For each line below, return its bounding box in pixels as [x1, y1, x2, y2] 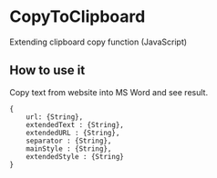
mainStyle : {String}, [26, 143, 112, 153]
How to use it [9, 63, 86, 78]
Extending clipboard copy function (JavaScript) [9, 36, 188, 47]
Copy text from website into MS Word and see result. [9, 86, 208, 97]
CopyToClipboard [9, 6, 146, 27]
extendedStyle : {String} [26, 152, 125, 161]
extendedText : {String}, [26, 120, 125, 129]
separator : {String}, [26, 136, 112, 145]
